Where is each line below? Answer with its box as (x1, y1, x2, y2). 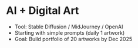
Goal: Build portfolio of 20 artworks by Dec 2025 (14, 35, 133, 42)
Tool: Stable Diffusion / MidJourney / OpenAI (14, 23, 123, 30)
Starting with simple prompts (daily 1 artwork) (14, 29, 125, 36)
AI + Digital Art (6, 4, 79, 17)
